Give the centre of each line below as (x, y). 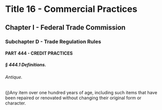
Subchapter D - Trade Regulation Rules (53, 42)
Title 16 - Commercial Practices (71, 9)
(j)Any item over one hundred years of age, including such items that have (81, 92)
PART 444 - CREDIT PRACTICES (39, 54)
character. (16, 103)
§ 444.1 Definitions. (26, 64)
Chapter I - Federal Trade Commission (65, 27)
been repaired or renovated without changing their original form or (73, 98)
